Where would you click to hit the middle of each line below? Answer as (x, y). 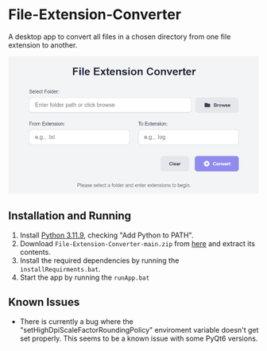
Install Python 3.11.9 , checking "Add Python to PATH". (106, 235)
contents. (35, 252)
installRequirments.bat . (60, 268)
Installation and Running (70, 216)
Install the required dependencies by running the (99, 260)
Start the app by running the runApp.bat (85, 277)
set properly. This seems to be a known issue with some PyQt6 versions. (139, 338)
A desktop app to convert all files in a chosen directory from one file (120, 37)
